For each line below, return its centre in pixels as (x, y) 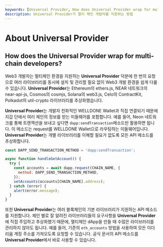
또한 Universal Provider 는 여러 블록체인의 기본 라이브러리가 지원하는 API (75, 210)
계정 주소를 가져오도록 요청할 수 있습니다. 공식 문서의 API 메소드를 (76, 234)
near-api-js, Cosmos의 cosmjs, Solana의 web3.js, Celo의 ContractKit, (74, 94)
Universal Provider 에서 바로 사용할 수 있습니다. (51, 240)
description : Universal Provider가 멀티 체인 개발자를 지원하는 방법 (69, 14)
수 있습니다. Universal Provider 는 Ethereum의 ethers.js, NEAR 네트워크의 (76, 88)
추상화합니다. (17, 141)
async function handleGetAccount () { (43, 159)
